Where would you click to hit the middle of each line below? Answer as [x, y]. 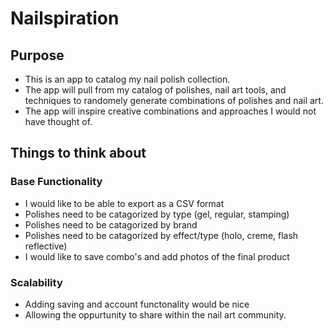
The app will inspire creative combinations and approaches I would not [170, 111]
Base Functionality [56, 182]
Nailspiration [65, 18]
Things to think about [78, 153]
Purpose [37, 55]
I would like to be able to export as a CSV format [124, 203]
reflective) [46, 246]
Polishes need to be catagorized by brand [111, 224]
